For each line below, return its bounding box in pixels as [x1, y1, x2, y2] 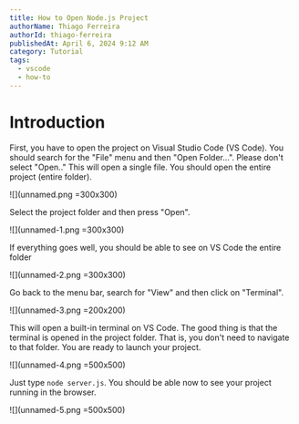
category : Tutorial [9, 47, 84, 57]
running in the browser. [9, 387, 98, 398]
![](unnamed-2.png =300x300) [9, 269, 126, 280]
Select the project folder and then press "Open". [9, 206, 191, 217]
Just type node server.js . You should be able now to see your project [9, 377, 272, 388]
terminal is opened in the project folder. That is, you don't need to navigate [9, 332, 290, 343]
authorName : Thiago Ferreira [9, 22, 120, 31]
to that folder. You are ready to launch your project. [9, 341, 201, 352]
